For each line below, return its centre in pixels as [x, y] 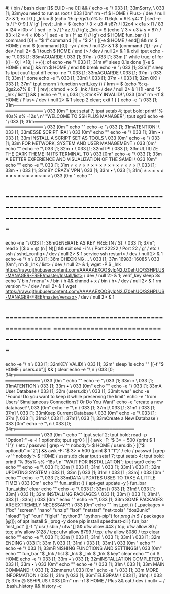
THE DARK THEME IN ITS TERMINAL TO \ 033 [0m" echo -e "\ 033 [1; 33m [84, 154]
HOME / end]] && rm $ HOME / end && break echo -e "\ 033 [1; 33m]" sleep [84, 67]
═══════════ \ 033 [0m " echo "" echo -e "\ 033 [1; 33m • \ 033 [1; [79, 380]
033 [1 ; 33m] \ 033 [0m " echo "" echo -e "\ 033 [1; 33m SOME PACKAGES [84, 499]
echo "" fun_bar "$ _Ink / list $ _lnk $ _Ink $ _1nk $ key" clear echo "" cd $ [82, 553]
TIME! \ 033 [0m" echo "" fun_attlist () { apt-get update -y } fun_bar [76, 483]
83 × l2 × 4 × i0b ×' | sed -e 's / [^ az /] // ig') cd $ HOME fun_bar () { [77, 35]
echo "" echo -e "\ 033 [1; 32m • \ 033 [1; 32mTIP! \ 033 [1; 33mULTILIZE [82, 148]
